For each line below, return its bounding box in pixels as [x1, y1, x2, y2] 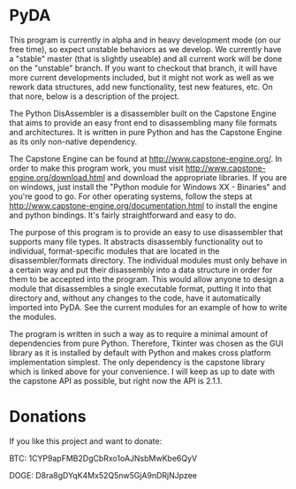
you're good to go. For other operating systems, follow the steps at [9, 191, 253, 202]
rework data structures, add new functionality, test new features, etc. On [9, 81, 274, 92]
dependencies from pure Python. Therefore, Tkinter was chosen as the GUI [9, 338, 284, 348]
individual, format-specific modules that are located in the [9, 245, 220, 256]
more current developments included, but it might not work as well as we [9, 72, 275, 82]
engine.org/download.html [9, 172, 106, 182]
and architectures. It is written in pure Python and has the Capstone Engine [9, 126, 283, 137]
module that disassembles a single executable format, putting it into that [9, 283, 272, 294]
